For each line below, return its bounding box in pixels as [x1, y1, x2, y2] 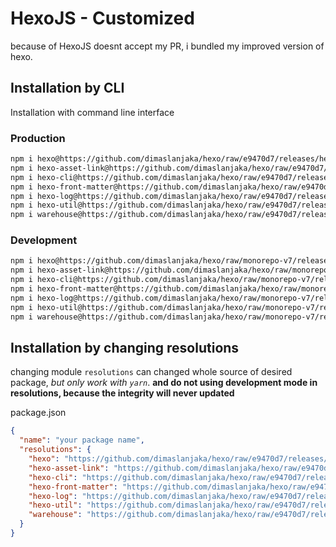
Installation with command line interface [10, 106, 175, 118]
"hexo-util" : [28, 500, 83, 511]
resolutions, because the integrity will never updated [10, 387, 235, 399]
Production [10, 131, 66, 145]
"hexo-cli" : [28, 472, 78, 482]
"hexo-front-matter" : [28, 482, 118, 492]
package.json [10, 407, 67, 419]
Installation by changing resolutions [10, 339, 240, 356]
